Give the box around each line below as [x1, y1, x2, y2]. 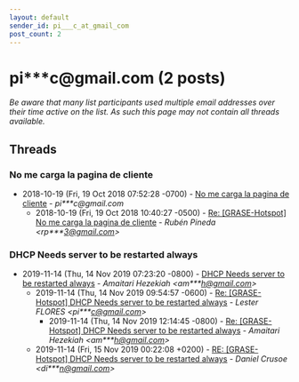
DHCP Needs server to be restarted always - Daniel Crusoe [69, 354, 287, 364]
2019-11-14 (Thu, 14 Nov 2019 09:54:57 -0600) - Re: [35, 288, 227, 298]
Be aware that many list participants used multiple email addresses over [9, 97, 276, 107]
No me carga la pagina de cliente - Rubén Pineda [35, 217, 216, 227]
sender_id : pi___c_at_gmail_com [9, 21, 129, 30]
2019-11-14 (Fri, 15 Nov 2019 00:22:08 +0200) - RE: [35, 344, 224, 355]
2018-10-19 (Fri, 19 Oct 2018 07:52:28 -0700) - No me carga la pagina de [21, 188, 290, 199]
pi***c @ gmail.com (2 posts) [9, 68, 226, 88]
